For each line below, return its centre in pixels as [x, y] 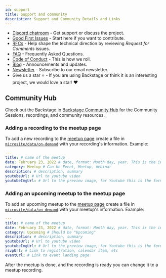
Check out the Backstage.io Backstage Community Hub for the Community [81, 110]
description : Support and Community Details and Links [63, 19]
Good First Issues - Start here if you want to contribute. [68, 38]
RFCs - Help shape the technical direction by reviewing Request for [81, 44]
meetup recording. [24, 270]
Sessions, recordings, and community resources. [55, 115]
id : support [17, 10]
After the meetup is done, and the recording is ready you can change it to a [82, 265]
